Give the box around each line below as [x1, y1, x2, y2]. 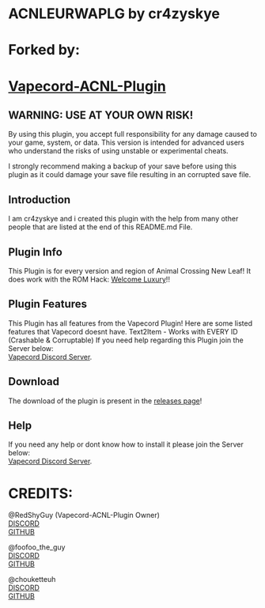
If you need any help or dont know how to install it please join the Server [8, 440, 244, 449]
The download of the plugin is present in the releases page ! [8, 396, 203, 406]
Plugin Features [8, 297, 88, 311]
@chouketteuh [8, 575, 56, 584]
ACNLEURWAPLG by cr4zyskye [8, 5, 220, 23]
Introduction [8, 193, 71, 206]
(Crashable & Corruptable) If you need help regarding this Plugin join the [8, 335, 244, 345]
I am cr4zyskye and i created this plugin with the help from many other [8, 214, 239, 224]
